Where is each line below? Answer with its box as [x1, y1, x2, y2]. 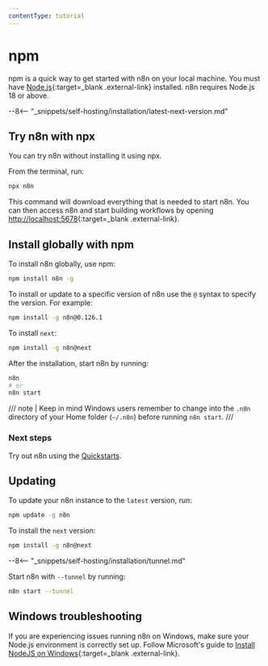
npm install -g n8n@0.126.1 [8, 313, 103, 322]
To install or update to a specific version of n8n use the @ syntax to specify [8, 289, 257, 299]
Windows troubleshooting [8, 609, 143, 623]
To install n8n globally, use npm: [8, 259, 115, 269]
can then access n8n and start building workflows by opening [8, 205, 214, 215]
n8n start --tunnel [8, 588, 74, 596]
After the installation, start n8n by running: [8, 358, 149, 368]
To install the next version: [8, 526, 96, 536]
